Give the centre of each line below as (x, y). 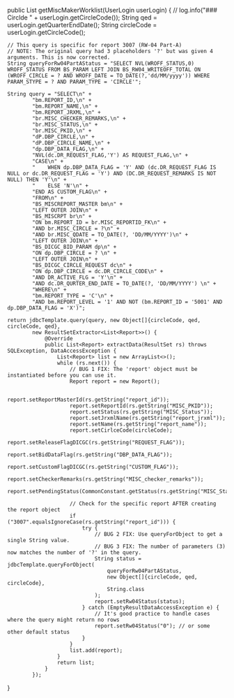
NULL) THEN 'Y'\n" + (37, 180)
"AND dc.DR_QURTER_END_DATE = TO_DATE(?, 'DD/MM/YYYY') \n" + (124, 284)
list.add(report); (96, 650)
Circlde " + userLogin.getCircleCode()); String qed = (83, 17)
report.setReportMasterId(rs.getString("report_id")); (88, 400)
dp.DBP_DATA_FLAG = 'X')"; (46, 308)
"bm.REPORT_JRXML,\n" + (67, 112)
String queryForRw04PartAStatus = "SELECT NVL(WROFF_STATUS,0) (101, 64)
